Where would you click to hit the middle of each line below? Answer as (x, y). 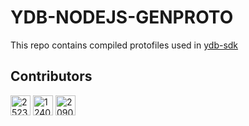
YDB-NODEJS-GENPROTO (122, 17)
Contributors (51, 76)
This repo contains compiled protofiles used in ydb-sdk (124, 45)
